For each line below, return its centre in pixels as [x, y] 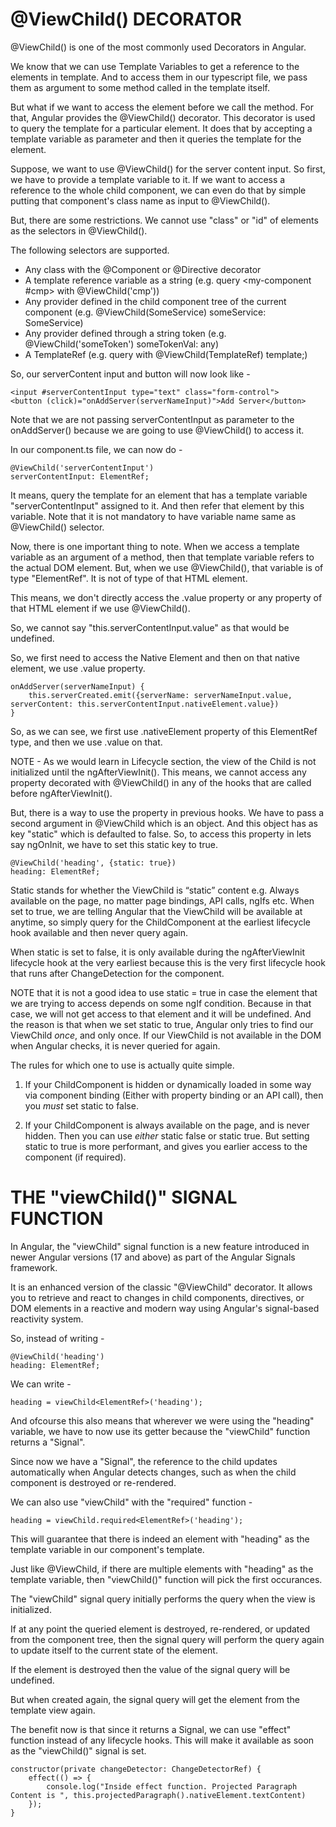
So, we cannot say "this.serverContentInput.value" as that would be [150, 627]
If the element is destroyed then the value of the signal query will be [150, 1669]
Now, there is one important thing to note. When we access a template [155, 546]
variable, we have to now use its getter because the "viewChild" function [160, 1431]
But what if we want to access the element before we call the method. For [162, 107]
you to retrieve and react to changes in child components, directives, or [157, 1297]
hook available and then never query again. [99, 932]
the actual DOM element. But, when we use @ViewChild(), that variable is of [167, 567]
